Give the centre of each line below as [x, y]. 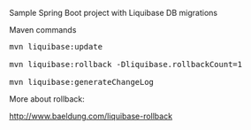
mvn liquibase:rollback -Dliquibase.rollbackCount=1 [126, 64]
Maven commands [43, 30]
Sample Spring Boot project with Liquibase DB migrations [114, 13]
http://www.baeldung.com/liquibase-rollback [91, 116]
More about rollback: [47, 99]
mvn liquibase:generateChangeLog [82, 82]
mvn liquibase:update [56, 46]
